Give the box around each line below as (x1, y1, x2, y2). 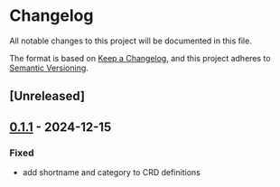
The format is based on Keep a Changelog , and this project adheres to (9, 52, 271, 63)
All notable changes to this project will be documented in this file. (9, 35, 253, 46)
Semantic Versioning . (9, 62, 89, 73)
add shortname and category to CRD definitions (22, 167, 201, 178)
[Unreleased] (9, 89, 86, 104)
